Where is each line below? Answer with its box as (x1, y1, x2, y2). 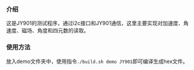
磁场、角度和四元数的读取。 (21, 27, 89, 34)
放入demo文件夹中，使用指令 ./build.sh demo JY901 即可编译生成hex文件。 (6, 58, 188, 65)
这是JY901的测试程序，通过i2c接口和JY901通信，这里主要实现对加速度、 (6, 19, 184, 27)
